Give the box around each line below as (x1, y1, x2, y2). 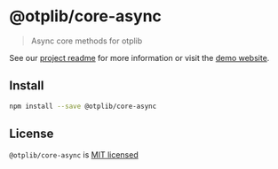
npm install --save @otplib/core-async (9, 102, 157, 111)
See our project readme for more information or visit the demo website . (9, 52, 270, 63)
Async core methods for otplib (30, 35, 143, 46)
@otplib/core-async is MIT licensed (9, 150, 139, 160)
